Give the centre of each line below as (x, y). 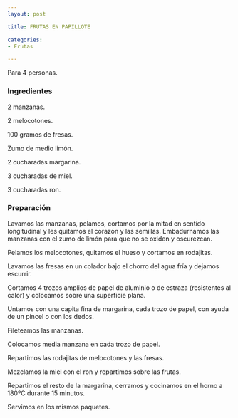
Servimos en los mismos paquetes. (59, 407)
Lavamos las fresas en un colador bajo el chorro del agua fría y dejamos (113, 266)
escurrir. (20, 273)
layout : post (27, 14)
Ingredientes (30, 91)
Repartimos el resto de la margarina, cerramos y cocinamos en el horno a (115, 385)
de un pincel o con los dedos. (51, 316)
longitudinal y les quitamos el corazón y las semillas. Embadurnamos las (113, 231)
